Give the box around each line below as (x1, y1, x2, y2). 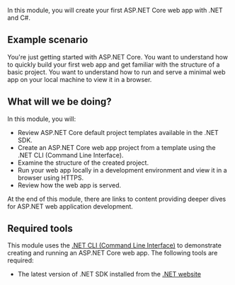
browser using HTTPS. (17, 173, 84, 182)
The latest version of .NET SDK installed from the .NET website (17, 270, 202, 279)
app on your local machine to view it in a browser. (7, 75, 152, 83)
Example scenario (7, 34, 88, 46)
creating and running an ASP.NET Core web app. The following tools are (7, 249, 218, 257)
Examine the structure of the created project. (17, 158, 149, 167)
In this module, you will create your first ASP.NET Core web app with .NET (7, 6, 223, 14)
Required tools (7, 223, 73, 235)
